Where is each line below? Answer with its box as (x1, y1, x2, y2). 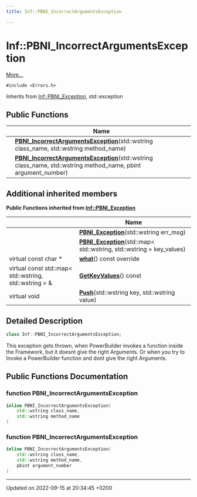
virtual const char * (9, 255, 63, 263)
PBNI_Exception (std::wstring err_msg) (79, 228, 186, 236)
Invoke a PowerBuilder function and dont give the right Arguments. (6, 354, 167, 362)
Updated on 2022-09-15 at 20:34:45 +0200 (6, 484, 113, 491)
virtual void (9, 292, 40, 301)
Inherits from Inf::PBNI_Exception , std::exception (6, 92, 123, 100)
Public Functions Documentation (6, 372, 128, 382)
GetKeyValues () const (79, 272, 142, 280)
